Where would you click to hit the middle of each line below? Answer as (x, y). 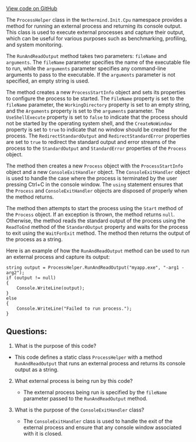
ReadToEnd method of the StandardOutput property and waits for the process (97, 227)
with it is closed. (43, 433)
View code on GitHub (32, 8)
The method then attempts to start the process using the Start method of (94, 208)
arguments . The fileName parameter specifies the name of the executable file (98, 62)
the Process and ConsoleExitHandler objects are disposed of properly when (97, 191)
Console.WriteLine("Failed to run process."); (74, 309)
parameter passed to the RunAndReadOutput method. (85, 398)
